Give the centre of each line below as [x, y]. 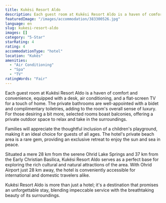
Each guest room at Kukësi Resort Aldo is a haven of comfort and [71, 93]
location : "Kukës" [24, 56]
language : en [19, 24]
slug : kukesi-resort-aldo [32, 28]
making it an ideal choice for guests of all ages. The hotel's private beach [80, 134]
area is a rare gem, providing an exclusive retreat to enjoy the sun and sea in [83, 139]
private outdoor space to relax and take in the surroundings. [66, 119]
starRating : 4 [20, 42]
